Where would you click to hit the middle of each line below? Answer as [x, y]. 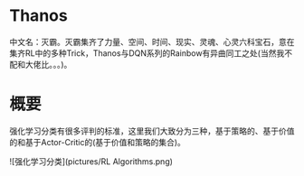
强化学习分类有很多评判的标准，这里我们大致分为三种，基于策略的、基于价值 [152, 131]
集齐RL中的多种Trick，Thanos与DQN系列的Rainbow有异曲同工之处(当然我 [147, 53]
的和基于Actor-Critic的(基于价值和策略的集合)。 [97, 142]
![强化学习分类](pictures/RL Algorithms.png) [91, 161]
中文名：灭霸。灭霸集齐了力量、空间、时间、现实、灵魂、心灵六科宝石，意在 [152, 42]
